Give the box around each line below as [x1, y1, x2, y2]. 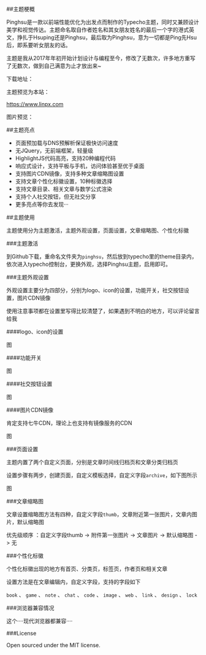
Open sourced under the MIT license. [6, 641, 101, 649]
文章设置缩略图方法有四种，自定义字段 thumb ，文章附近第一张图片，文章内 [6, 511, 192, 517]
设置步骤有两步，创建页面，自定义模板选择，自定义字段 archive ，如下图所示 [6, 471, 198, 479]
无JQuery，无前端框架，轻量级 [15, 147, 94, 154]
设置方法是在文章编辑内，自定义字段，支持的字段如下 [6, 578, 141, 585]
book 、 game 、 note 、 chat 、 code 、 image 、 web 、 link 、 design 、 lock [6, 591, 197, 599]
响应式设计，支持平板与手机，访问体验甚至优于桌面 [15, 162, 145, 169]
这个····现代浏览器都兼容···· [6, 618, 73, 624]
